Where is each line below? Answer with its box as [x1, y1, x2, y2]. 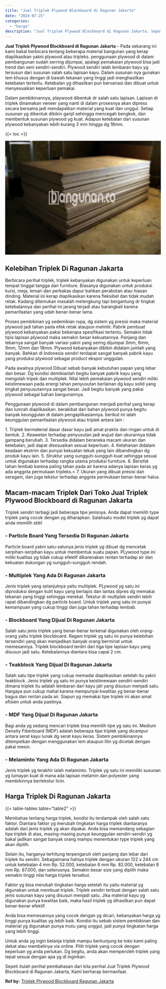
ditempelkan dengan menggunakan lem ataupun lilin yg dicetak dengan [5, 738, 151, 744]
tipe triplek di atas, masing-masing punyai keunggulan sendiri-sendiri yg [5, 831, 152, 837]
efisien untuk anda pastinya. [5, 699, 63, 705]
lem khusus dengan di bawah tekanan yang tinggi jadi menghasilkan [5, 75, 144, 81]
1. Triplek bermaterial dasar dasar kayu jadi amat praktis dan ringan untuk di [5, 427, 160, 433]
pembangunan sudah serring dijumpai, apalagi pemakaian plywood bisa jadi [5, 59, 160, 65]
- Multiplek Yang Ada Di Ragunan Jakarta [5, 572, 106, 579]
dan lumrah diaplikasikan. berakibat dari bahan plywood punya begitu [5, 406, 147, 412]
